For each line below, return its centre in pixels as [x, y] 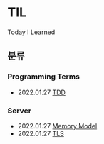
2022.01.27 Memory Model [57, 126]
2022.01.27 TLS [41, 133]
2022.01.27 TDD [42, 92]
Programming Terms [44, 77]
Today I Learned [31, 32]
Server [20, 111]
